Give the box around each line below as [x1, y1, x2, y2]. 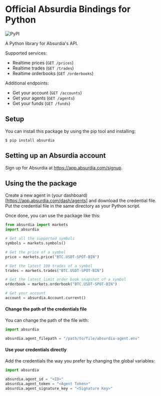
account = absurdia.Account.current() [5, 295, 86, 300]
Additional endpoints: [5, 80, 49, 86]
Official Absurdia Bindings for [5, 3, 131, 15]
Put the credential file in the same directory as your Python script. [5, 203, 141, 209]
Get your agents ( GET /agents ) [12, 95, 75, 101]
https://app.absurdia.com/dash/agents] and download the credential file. [6, 197, 156, 203]
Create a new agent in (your [5, 192, 62, 198]
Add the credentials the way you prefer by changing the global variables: [5, 358, 155, 364]
